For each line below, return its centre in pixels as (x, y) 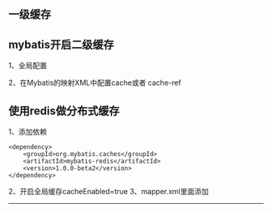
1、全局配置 (28, 66)
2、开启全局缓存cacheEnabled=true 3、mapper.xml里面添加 (108, 192)
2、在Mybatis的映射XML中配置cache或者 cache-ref (95, 83)
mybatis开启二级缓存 (62, 44)
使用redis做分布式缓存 (64, 110)
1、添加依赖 (28, 132)
